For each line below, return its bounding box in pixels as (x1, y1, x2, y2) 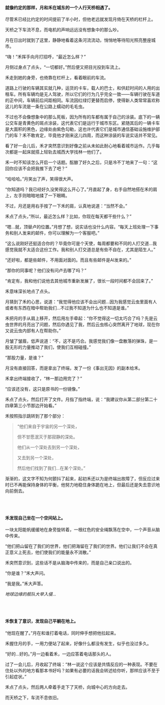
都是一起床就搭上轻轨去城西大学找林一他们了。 (9, 149, 104, 155)
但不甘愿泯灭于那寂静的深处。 (17, 434, 78, 440)
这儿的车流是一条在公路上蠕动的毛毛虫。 (5, 104, 87, 110)
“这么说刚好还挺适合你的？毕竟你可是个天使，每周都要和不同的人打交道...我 (5, 241, 157, 247)
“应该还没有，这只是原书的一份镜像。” (5, 386, 80, 392)
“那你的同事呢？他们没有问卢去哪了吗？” (5, 268, 87, 274)
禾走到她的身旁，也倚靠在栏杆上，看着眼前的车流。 (5, 75, 109, 81)
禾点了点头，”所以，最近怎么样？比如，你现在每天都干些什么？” (5, 214, 132, 220)
